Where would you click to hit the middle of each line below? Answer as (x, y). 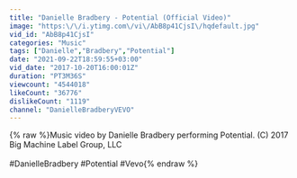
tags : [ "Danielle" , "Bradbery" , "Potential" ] (92, 51)
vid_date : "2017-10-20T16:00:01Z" (74, 68)
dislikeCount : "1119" (50, 101)
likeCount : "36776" (46, 93)
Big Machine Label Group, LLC (66, 145)
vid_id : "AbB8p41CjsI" (52, 34)
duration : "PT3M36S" (48, 76)
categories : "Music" (48, 43)
